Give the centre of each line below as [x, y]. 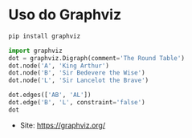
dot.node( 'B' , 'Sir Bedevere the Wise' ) [77, 73]
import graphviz [35, 51]
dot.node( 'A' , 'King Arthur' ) [59, 66]
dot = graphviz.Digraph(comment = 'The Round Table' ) [96, 58]
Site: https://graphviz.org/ [63, 125]
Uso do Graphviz [65, 15]
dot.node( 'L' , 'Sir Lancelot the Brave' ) [79, 81]
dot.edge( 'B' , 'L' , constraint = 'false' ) [77, 103]
